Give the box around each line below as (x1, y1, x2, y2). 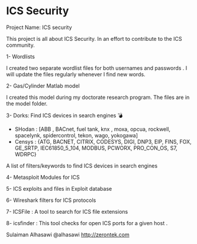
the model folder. (6, 99, 48, 107)
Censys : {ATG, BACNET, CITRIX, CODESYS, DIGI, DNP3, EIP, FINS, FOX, (14, 138, 192, 145)
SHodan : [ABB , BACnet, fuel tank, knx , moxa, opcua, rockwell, (14, 126, 170, 133)
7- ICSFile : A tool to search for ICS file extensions (6, 208, 128, 215)
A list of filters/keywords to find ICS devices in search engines (6, 162, 158, 169)
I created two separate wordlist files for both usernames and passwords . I (6, 64, 188, 72)
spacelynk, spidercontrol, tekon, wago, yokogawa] (14, 131, 138, 139)
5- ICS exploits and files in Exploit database (6, 185, 112, 192)
